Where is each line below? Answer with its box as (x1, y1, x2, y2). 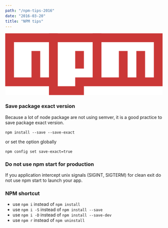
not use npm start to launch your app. (5, 177, 83, 183)
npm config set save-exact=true (5, 149, 72, 154)
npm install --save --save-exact (5, 130, 75, 135)
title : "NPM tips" (5, 19, 43, 24)
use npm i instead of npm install (12, 201, 80, 207)
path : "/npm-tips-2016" (5, 8, 55, 13)
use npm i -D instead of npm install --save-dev (12, 212, 111, 218)
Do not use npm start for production (5, 161, 94, 168)
